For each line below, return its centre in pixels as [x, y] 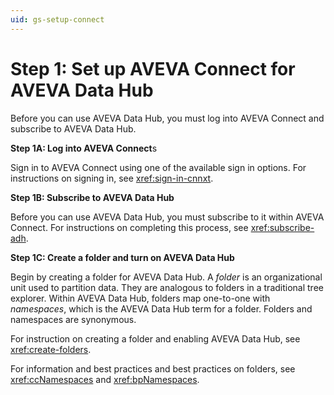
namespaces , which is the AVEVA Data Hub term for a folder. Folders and [161, 308]
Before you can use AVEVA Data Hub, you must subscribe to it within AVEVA [167, 217]
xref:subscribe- [282, 227]
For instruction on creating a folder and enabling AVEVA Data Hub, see [155, 338]
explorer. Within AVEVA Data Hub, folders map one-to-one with [140, 298]
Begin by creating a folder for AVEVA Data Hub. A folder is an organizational [166, 277]
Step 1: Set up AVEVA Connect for [153, 68]
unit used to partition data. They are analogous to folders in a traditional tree [167, 287]
